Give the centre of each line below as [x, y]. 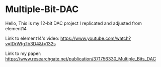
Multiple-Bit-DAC [42, 9]
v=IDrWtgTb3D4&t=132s [31, 43]
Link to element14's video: [32, 38]
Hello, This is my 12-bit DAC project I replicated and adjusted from [74, 23]
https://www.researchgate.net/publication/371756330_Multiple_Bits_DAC [81, 58]
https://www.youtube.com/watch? [96, 38]
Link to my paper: [23, 53]
